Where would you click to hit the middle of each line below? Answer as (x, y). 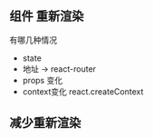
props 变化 (43, 80)
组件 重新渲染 (47, 16)
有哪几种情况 (33, 40)
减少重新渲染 (45, 123)
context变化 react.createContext (83, 91)
